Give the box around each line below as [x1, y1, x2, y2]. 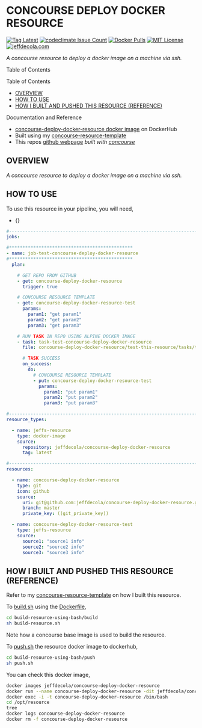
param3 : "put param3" [44, 400, 98, 406]
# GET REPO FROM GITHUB [17, 272, 77, 279]
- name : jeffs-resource [11, 427, 71, 433]
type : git [17, 483, 42, 489]
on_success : [22, 361, 52, 367]
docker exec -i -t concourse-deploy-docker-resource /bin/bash [6, 694, 168, 700]
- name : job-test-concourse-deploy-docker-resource [6, 250, 138, 256]
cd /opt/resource [6, 699, 50, 706]
